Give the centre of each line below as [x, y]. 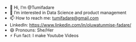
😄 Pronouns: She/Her [32, 30]
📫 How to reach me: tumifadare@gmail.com [54, 18]
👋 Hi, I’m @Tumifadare [32, 7]
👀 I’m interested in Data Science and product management [68, 13]
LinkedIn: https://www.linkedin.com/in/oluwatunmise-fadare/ [70, 25]
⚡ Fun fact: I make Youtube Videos [44, 35]
